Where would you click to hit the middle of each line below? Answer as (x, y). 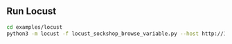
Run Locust (32, 11)
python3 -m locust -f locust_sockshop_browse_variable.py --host (102, 34)
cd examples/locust (35, 27)
